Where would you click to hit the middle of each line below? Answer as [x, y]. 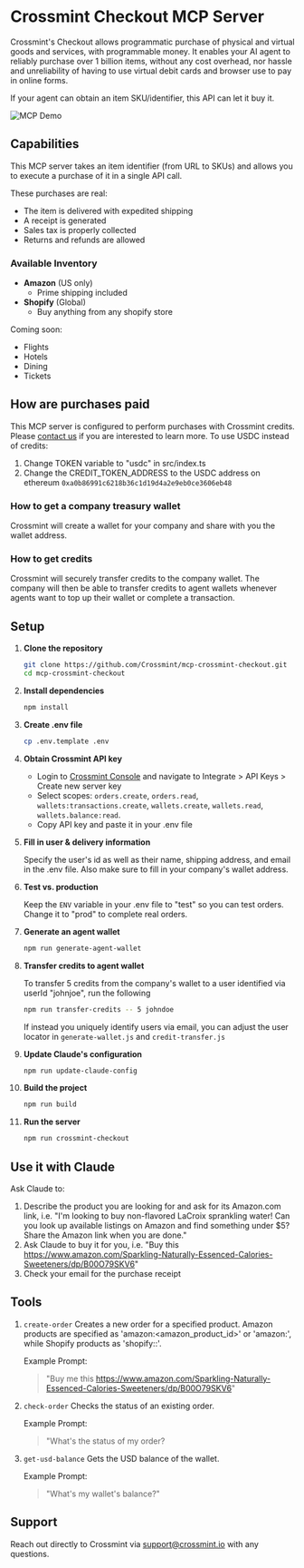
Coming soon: [36, 329]
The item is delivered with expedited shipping [108, 211]
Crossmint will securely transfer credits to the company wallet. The [135, 579]
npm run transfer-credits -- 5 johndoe [99, 1009]
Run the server [52, 1122]
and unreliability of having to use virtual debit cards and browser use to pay [151, 71]
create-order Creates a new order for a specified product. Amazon [148, 1324]
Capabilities [45, 144]
